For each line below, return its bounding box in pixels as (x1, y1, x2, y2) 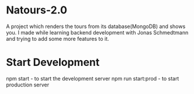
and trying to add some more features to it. (6, 35, 109, 42)
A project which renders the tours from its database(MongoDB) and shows (6, 23, 186, 30)
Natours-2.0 (6, 4, 67, 17)
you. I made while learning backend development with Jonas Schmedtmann (6, 29, 189, 36)
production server (6, 81, 50, 88)
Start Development (6, 56, 100, 69)
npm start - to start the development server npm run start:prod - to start (6, 75, 179, 82)
